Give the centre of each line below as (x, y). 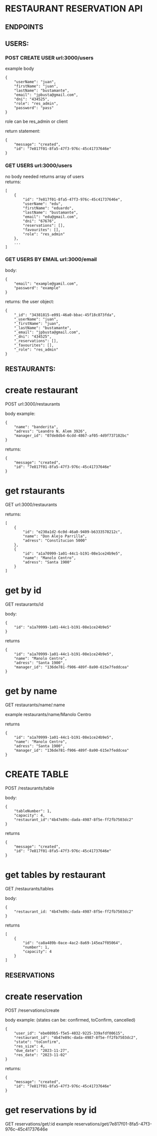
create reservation (44, 997)
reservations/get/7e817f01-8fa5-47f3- (113, 1124)
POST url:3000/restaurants (33, 404)
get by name (31, 691)
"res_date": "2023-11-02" (41, 1055)
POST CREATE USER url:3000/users (49, 57)
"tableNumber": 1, (33, 811)
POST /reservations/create (32, 1010)
